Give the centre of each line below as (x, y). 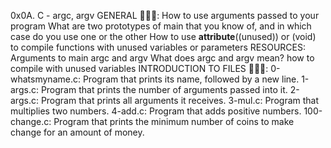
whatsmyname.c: (45, 79)
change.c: (31, 121)
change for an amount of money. (77, 132)
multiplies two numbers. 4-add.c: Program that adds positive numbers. (156, 111)
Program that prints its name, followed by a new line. (191, 79)
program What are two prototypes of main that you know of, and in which (161, 26)
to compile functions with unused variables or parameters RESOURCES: (158, 47)
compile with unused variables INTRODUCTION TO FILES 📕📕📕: (139, 68)
